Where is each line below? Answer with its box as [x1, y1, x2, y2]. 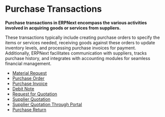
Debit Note [12, 86, 34, 91]
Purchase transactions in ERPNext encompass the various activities [5, 20, 147, 26]
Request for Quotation [12, 91, 58, 97]
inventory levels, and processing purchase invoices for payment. [5, 45, 136, 51]
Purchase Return [12, 107, 47, 113]
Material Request [12, 70, 47, 76]
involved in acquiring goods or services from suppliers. [5, 25, 121, 30]
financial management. [5, 60, 52, 66]
